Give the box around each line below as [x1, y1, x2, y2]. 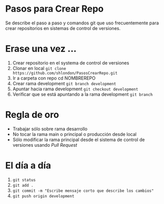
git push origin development [12, 193, 75, 198]
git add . [12, 183, 34, 188]
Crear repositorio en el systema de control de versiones [12, 59, 129, 66]
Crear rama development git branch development [12, 80, 116, 86]
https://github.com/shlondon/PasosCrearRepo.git [12, 71, 118, 76]
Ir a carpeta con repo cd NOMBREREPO [12, 75, 95, 81]
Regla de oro [5, 109, 59, 121]
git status [12, 177, 36, 183]
